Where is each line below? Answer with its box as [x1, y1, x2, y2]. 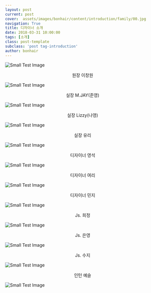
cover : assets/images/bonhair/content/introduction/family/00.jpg [5, 16, 147, 21]
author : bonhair [5, 48, 38, 53]
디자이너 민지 [70, 192, 95, 198]
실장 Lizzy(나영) [67, 112, 98, 118]
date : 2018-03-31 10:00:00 [5, 30, 60, 35]
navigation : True [5, 21, 41, 26]
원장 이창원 [72, 72, 93, 78]
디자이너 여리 [70, 172, 95, 178]
